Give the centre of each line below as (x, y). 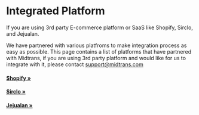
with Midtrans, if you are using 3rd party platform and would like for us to (96, 58)
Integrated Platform (56, 11)
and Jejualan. (23, 33)
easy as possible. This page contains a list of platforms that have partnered (99, 51)
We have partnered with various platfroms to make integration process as (97, 45)
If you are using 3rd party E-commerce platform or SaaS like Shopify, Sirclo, (99, 27)
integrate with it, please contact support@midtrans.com (75, 64)
